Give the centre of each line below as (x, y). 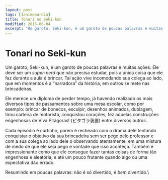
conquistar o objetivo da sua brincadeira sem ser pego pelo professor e (79, 136)
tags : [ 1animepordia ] (28, 15)
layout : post (19, 10)
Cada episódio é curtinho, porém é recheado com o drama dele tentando (81, 131)
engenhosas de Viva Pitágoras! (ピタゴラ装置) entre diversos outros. (76, 121)
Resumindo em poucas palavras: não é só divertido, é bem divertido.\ (77, 172)
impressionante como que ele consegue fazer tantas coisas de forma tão (81, 152)
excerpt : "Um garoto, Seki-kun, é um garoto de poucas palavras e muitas (84, 29)
